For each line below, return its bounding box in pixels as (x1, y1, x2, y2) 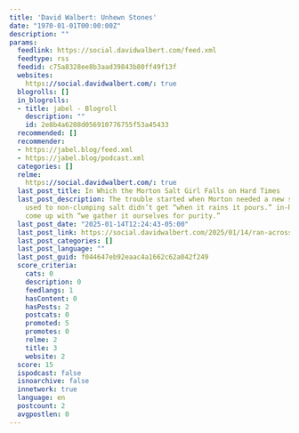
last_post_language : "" (17, 245, 105, 253)
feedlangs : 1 (25, 285, 74, 294)
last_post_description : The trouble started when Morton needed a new (17, 195, 285, 204)
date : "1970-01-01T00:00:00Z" (9, 21, 122, 30)
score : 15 (17, 360, 53, 369)
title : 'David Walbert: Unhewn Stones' (9, 12, 158, 22)
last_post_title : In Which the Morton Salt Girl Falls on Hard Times (17, 187, 280, 196)
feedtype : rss (17, 54, 69, 63)
